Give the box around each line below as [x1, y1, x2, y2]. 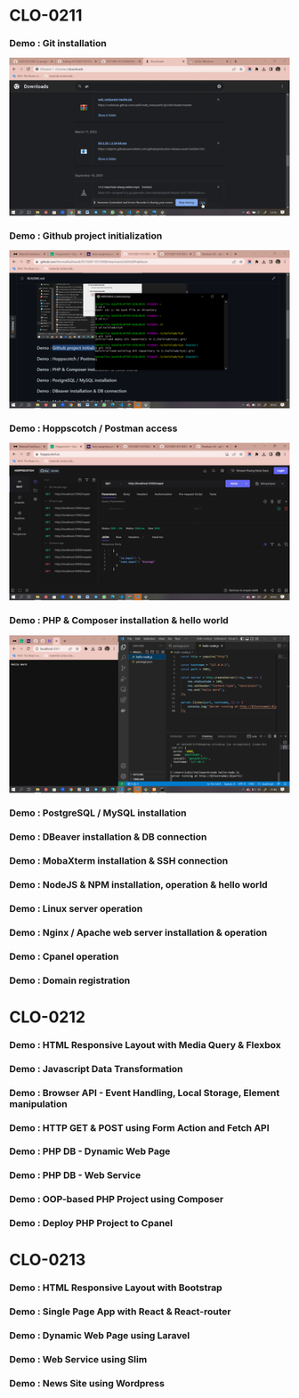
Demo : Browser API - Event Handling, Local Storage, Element [9, 1086, 280, 1099]
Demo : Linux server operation [9, 902, 143, 914]
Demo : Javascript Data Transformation [9, 1062, 183, 1075]
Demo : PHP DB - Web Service [9, 1169, 141, 1182]
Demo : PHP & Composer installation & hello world [9, 614, 229, 627]
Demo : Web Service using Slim [9, 1353, 148, 1366]
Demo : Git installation [9, 37, 107, 50]
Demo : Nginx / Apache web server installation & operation [9, 926, 268, 939]
